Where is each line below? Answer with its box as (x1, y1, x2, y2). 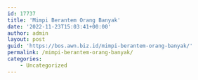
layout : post (7, 36, 46, 43)
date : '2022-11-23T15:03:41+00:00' (7, 23, 112, 30)
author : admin (7, 29, 49, 37)
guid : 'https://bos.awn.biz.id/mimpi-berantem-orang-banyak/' (7, 42, 193, 49)
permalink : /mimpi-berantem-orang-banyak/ (7, 49, 133, 56)
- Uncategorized (20, 62, 68, 69)
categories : (7, 56, 42, 63)
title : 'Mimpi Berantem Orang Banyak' (7, 17, 121, 24)
